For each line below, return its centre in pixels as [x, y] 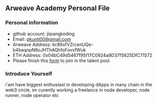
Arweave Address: [32, 44]
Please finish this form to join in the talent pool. [62, 61]
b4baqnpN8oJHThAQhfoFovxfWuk [49, 49]
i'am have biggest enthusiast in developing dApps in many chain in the [79, 84]
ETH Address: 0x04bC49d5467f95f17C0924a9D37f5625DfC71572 [82, 55]
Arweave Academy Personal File [57, 8]
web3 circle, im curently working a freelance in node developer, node [78, 90]
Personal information [32, 23]
